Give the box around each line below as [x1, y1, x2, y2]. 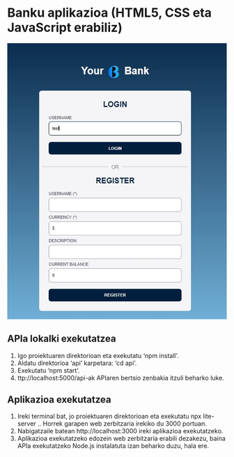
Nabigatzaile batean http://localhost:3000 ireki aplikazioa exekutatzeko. [17, 427, 224, 435]
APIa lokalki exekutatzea [7, 333, 116, 345]
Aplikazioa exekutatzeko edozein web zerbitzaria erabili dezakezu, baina [17, 434, 226, 443]
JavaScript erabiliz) [7, 20, 123, 36]
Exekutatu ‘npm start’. [17, 366, 80, 374]
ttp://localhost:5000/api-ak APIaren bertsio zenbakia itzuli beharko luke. [17, 373, 224, 382]
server [17, 419, 36, 428]
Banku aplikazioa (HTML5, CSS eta [7, 5, 212, 21]
